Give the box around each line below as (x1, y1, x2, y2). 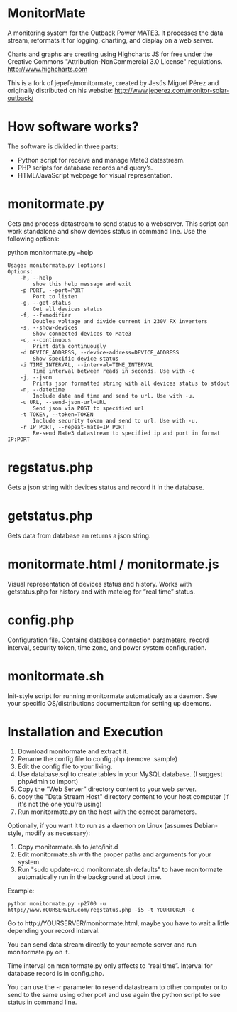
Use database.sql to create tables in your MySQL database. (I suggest (17, 770, 223, 778)
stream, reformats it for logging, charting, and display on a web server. (7, 36, 214, 44)
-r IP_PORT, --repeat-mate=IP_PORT (20, 423, 126, 430)
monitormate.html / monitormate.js (7, 556, 219, 572)
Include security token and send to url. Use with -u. (33, 417, 199, 424)
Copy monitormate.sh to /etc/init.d (17, 843, 118, 852)
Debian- (194, 822, 219, 830)
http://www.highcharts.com (7, 65, 88, 73)
